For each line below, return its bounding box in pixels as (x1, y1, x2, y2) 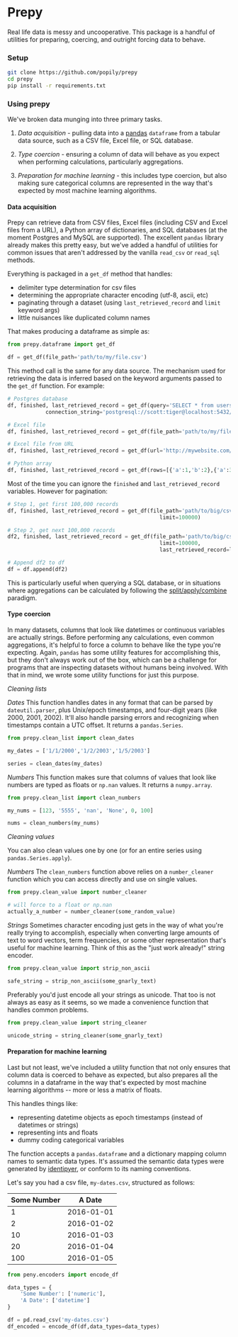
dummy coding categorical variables (17, 1135, 125, 1144)
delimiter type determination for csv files (17, 283, 137, 292)
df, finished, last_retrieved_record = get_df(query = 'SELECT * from (7, 402, 214, 409)
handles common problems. (7, 1005, 89, 1014)
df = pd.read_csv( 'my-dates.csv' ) (7, 1316, 110, 1324)
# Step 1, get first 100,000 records (7, 500, 119, 507)
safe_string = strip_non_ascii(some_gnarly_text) (7, 977, 157, 985)
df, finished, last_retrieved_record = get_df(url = (7, 447, 163, 454)
